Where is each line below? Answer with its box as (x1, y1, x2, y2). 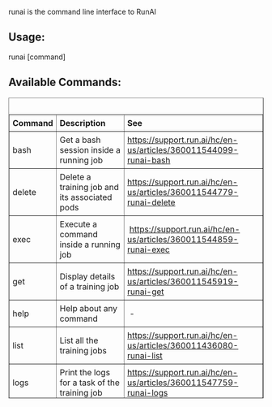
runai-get (126, 286, 164, 297)
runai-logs (126, 387, 168, 398)
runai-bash (126, 154, 171, 166)
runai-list (126, 349, 164, 361)
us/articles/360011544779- (126, 186, 239, 197)
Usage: (8, 30, 46, 44)
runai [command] (8, 52, 66, 62)
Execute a (59, 219, 97, 230)
